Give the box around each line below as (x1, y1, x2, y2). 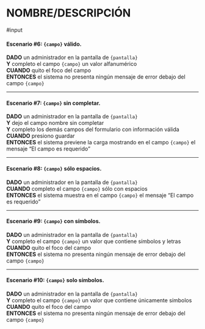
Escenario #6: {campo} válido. (6, 40, 82, 48)
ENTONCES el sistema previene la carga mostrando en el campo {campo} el (6, 139, 196, 146)
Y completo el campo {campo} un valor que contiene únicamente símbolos (6, 296, 192, 304)
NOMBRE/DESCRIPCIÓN (6, 6, 131, 20)
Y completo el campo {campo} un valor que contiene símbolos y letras (6, 238, 181, 245)
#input (6, 26, 23, 34)
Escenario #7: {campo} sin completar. (6, 99, 101, 107)
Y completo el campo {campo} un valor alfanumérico (6, 60, 137, 68)
